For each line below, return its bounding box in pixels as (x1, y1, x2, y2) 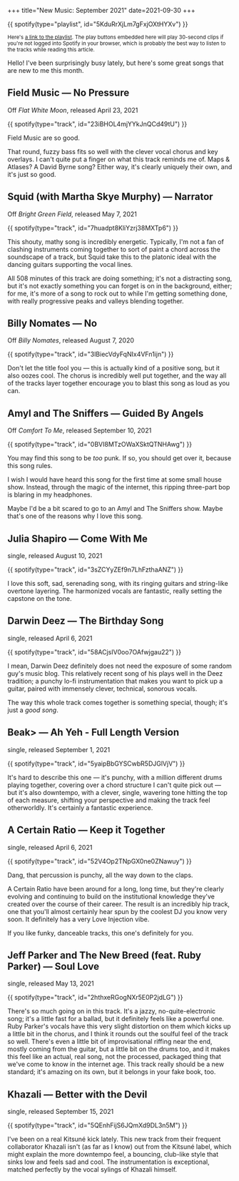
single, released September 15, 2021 (7, 1107, 114, 1116)
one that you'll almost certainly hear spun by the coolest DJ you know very (7, 907, 228, 916)
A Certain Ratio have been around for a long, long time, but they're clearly (7, 884, 225, 893)
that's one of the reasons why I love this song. (7, 512, 143, 520)
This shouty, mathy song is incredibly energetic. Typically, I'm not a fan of (7, 237, 225, 245)
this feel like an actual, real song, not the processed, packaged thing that (7, 1053, 221, 1061)
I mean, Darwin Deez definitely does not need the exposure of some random (7, 662, 232, 670)
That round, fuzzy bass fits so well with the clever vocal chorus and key (7, 147, 218, 156)
